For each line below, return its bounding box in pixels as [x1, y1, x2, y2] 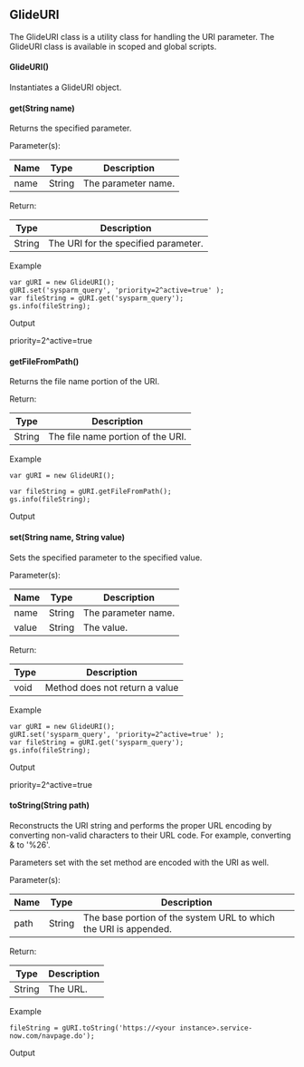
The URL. [48, 983, 88, 995]
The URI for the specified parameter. [48, 238, 204, 250]
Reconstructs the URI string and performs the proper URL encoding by [9, 820, 272, 830]
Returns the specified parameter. [9, 122, 132, 134]
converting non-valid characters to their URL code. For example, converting [9, 829, 291, 840]
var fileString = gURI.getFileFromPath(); [9, 487, 172, 497]
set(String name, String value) [9, 532, 125, 543]
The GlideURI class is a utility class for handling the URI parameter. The [9, 31, 275, 42]
